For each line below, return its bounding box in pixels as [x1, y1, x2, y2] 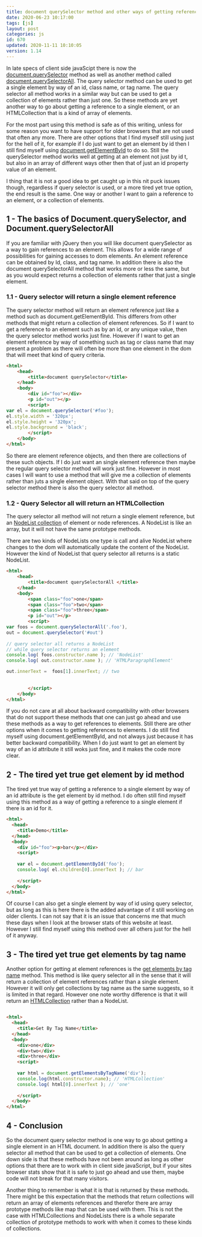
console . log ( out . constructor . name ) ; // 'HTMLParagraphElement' [6, 657, 173, 664]
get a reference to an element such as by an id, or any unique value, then [6, 326, 188, 333]
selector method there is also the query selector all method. [6, 484, 155, 491]
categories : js [6, 31, 44, 37]
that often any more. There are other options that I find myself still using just [6, 134, 194, 141]
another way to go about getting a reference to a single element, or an [6, 103, 180, 110]
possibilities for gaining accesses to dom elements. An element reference [6, 252, 188, 259]
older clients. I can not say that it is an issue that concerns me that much [6, 913, 186, 920]
